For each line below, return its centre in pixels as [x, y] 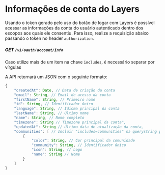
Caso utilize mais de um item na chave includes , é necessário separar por [80, 62]
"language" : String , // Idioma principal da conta [67, 109]
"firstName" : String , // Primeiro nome [55, 99]
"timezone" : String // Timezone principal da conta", [70, 122]
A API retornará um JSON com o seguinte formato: [56, 77]
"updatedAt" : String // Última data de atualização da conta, [79, 127]
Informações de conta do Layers [72, 9]
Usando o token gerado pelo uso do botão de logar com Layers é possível [80, 23]
